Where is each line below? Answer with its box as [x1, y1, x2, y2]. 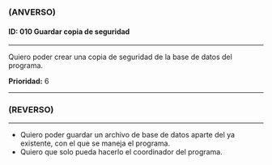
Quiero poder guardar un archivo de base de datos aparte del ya [19, 130, 236, 140]
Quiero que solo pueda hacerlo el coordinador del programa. [19, 147, 223, 157]
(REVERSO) [8, 104, 54, 116]
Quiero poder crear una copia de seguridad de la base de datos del [8, 52, 232, 62]
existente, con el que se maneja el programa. [19, 138, 171, 148]
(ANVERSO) [8, 6, 57, 18]
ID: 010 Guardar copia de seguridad [8, 27, 130, 36]
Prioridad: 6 [8, 76, 49, 87]
